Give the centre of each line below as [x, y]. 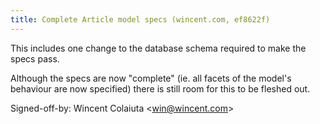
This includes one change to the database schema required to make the [158, 48]
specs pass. [35, 58]
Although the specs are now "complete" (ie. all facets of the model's [151, 78]
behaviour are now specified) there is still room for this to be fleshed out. [160, 88]
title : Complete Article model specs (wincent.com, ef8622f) [140, 19]
